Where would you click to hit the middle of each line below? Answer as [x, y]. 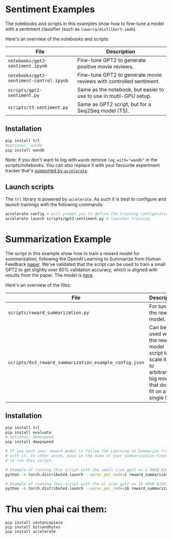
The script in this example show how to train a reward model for [72, 253]
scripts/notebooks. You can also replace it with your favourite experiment [83, 165]
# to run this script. [29, 461]
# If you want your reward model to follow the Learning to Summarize [82, 451]
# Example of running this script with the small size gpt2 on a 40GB [82, 470]
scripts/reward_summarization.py [49, 312]
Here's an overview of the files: [38, 285]
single [156, 397]
